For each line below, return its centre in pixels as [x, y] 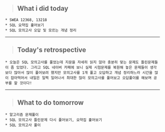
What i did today [43, 9]
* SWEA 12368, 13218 [26, 20]
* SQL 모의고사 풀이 [23, 125]
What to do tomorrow [50, 103]
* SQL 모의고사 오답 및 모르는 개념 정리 [41, 30]
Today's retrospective [52, 50]
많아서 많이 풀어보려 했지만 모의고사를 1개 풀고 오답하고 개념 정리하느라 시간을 [83, 73]
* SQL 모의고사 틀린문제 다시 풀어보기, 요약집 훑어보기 [54, 120]
